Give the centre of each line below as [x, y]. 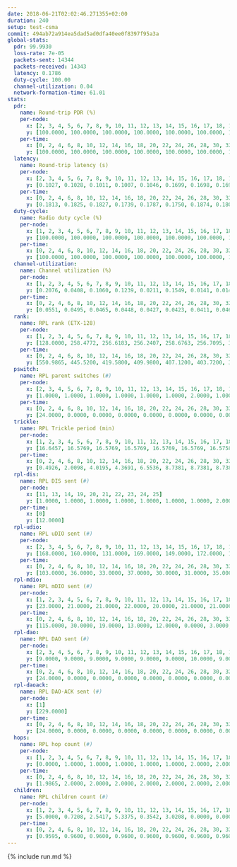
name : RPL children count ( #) [65, 797]
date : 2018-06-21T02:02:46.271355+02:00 [68, 14]
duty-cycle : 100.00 [42, 80]
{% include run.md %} [39, 856]
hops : [22, 738]
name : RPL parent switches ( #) [66, 376]
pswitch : [26, 369]
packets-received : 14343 [50, 67]
